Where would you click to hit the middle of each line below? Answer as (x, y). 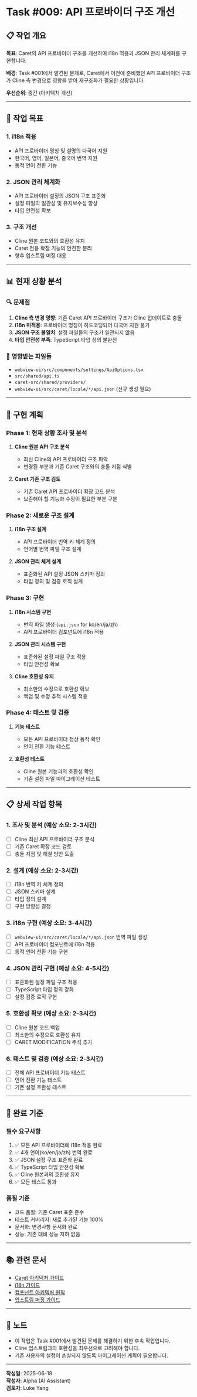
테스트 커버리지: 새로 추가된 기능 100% (59, 1219)
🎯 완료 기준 (25, 1113)
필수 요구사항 (23, 1131)
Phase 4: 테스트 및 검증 (38, 713)
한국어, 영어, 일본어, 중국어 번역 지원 (56, 158)
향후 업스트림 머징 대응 (40, 256)
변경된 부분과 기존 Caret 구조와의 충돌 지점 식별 (77, 466)
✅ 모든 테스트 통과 (35, 1181)
